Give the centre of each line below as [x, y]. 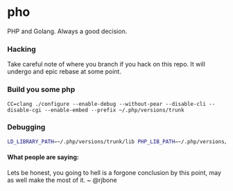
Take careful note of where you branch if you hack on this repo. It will [106, 64]
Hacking [21, 49]
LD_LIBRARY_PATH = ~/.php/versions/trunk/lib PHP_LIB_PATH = [93, 142]
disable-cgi [24, 110]
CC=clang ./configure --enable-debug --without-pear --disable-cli [107, 104]
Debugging [26, 127]
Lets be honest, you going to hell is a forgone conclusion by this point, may [114, 172]
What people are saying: [43, 157]
